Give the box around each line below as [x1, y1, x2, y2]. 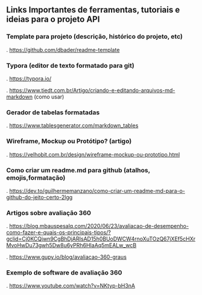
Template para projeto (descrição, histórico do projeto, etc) [6, 33, 183, 41]
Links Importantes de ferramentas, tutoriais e [6, 5, 180, 15]
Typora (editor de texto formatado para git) [6, 61, 134, 70]
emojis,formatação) [6, 173, 66, 182]
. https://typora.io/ [6, 75, 52, 82]
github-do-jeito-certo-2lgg [6, 193, 73, 201]
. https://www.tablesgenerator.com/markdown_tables [6, 122, 139, 129]
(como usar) [34, 93, 65, 100]
